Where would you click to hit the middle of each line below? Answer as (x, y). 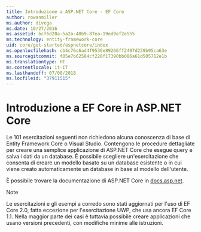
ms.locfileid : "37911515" (38, 78)
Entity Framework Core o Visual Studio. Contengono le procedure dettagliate (101, 144)
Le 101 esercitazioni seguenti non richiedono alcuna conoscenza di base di (98, 138)
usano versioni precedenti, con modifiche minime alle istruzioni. (85, 223)
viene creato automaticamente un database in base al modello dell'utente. (97, 169)
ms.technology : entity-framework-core (54, 39)
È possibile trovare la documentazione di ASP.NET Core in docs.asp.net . (95, 181)
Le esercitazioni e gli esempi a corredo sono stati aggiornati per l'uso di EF (98, 204)
